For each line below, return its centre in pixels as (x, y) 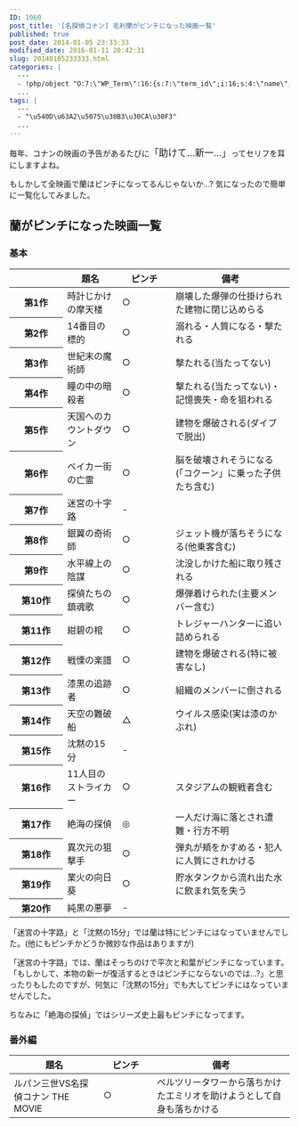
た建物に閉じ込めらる (220, 309)
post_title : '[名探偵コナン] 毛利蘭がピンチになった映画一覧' (113, 26)
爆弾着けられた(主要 (217, 593)
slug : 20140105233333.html (59, 59)
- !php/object (43, 84)
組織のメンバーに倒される (229, 690)
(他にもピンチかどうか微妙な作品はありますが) (110, 943)
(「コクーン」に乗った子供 (228, 473)
